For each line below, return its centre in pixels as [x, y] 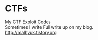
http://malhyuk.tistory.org [31, 32]
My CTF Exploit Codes [28, 22]
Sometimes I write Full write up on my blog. [49, 27]
